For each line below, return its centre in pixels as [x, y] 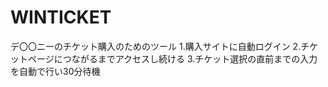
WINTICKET [61, 17]
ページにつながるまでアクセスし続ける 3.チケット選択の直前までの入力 [172, 58]
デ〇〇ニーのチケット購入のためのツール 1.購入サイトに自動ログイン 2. [156, 46]
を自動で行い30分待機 [55, 71]
